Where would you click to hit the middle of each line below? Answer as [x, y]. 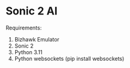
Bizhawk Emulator [37, 39]
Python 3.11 [28, 52]
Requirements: [24, 28]
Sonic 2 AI [32, 11]
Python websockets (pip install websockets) [69, 58]
